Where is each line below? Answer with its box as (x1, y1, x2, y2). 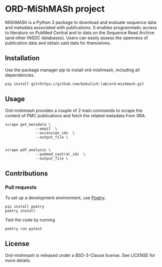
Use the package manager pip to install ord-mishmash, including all (5, 67, 140, 73)
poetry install (5, 208, 36, 214)
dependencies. (5, 72, 35, 78)
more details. (5, 257, 32, 263)
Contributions (5, 169, 48, 177)
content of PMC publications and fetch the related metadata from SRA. (5, 113, 146, 119)
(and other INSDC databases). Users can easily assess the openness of (5, 35, 148, 41)
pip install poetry (5, 204, 45, 209)
